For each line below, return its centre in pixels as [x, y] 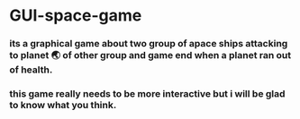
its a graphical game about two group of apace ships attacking [149, 44]
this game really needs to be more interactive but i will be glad [147, 94]
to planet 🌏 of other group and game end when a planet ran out [150, 55]
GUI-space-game [76, 16]
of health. [31, 70]
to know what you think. [63, 106]
